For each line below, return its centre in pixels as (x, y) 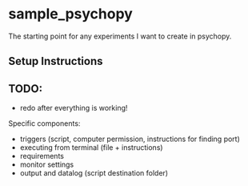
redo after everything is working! (74, 108)
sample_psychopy (71, 14)
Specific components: (44, 123)
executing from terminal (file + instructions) (91, 148)
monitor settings (47, 164)
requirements (42, 156)
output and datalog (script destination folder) (94, 173)
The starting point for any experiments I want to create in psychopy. (120, 36)
